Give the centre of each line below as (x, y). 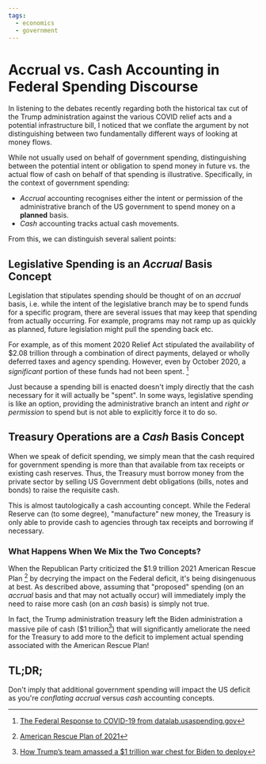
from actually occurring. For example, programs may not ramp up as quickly (132, 321)
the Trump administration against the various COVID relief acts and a (120, 117)
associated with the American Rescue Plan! (79, 646)
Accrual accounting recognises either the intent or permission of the (131, 199)
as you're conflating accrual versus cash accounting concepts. (112, 698)
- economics (35, 23)
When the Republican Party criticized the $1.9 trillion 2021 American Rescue (132, 568)
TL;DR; (26, 671)
